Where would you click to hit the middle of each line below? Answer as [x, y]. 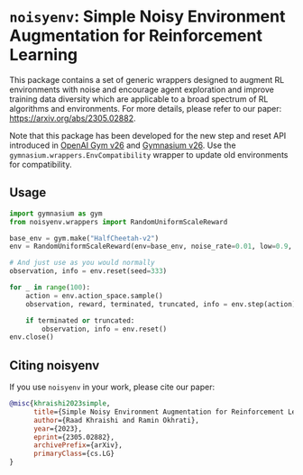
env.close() [32, 337]
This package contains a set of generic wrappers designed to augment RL [147, 79]
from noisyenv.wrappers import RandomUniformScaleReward [119, 222]
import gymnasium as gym [56, 214]
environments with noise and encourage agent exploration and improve [142, 89]
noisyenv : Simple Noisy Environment [147, 17]
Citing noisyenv [55, 365]
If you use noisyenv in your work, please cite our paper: [112, 387]
